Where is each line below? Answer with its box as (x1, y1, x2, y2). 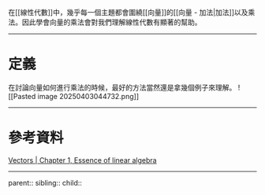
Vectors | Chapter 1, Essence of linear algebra (8, 155, 157, 164)
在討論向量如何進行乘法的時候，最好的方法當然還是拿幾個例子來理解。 (8, 83, 237, 92)
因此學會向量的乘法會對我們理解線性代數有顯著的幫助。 (21, 17, 202, 27)
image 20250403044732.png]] (37, 91, 140, 101)
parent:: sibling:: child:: (8, 178, 83, 187)
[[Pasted (8, 91, 36, 101)
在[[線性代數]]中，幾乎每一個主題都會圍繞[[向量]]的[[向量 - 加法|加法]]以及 (8, 8, 248, 17)
